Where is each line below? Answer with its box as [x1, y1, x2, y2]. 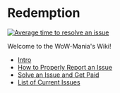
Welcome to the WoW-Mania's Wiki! [7, 42, 112, 50]
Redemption [7, 5, 80, 21]
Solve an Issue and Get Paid [17, 70, 100, 79]
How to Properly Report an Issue [17, 63, 113, 71]
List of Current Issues [17, 77, 80, 86]
